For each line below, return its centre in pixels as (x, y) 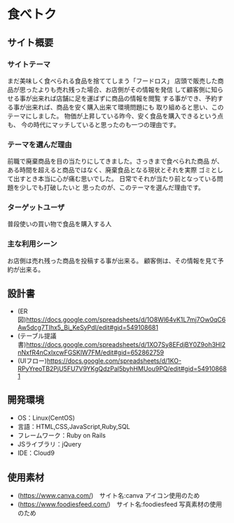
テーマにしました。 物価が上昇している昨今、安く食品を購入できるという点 (116, 116)
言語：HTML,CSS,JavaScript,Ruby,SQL (74, 427)
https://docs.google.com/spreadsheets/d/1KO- (114, 360)
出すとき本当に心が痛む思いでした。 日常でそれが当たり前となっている (115, 179)
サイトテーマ (29, 64)
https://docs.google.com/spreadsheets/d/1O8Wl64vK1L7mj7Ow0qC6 (126, 319)
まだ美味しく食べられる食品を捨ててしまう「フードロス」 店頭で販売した (112, 81)
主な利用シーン (32, 244)
